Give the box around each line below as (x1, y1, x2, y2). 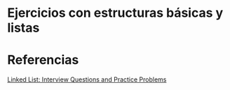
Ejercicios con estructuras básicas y (7, 5, 224, 21)
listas (7, 20, 40, 36)
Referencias (7, 52, 79, 68)
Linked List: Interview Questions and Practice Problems (7, 75, 167, 84)
